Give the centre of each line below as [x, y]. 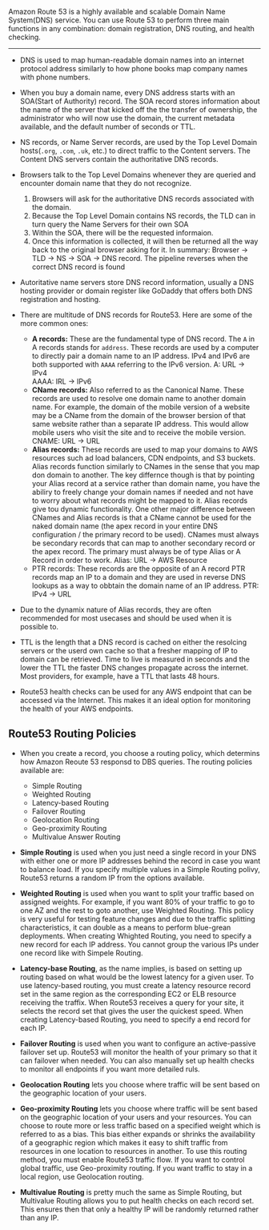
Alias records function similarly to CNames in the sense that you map [146, 466]
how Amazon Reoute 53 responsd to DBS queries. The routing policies [136, 762]
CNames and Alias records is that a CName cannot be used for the [142, 517]
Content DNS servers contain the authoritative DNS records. [119, 159]
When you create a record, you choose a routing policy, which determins [140, 753]
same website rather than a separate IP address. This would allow [141, 424]
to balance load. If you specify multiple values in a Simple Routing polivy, [140, 869]
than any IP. [39, 1217]
